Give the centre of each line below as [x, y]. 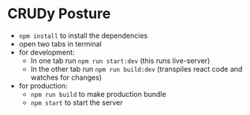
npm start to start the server [76, 102]
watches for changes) [66, 77]
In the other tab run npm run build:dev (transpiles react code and [136, 69]
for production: [43, 85]
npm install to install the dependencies [83, 35]
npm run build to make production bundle [98, 94]
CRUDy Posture [59, 14]
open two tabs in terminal [60, 43]
